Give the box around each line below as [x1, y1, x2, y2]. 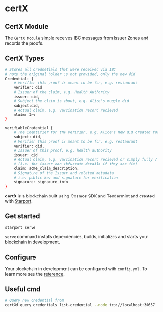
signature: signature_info [14, 180, 68, 184]
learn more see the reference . [5, 271, 65, 277]
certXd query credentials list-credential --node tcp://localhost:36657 [5, 302, 155, 307]
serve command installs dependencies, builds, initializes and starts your [5, 234, 149, 240]
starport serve [5, 225, 36, 230]
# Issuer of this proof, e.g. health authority [14, 148, 112, 153]
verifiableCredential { [5, 126, 53, 131]
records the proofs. [5, 40, 44, 46]
